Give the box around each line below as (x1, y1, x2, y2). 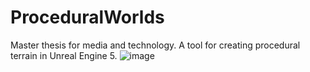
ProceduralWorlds (10, 6, 165, 29)
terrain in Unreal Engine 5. (10, 49, 118, 61)
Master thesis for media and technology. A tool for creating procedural (10, 39, 301, 51)
